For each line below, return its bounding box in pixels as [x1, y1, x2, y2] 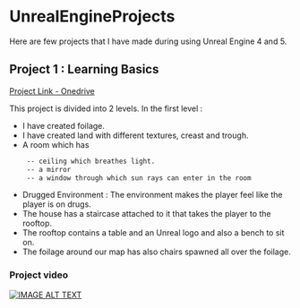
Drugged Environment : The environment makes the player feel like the [21, 190, 283, 201]
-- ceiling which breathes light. [26, 157, 156, 166]
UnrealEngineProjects [9, 6, 176, 27]
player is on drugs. [21, 199, 91, 210]
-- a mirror [26, 165, 72, 174]
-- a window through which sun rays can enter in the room [26, 173, 252, 183]
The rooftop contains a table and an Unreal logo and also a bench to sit [21, 227, 285, 238]
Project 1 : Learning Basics [9, 62, 159, 77]
